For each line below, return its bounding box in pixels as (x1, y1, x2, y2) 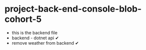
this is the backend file (11, 30, 58, 35)
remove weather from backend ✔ (11, 40, 79, 46)
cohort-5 (4, 14, 42, 25)
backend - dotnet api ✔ (11, 35, 59, 41)
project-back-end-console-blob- (4, 3, 142, 15)
